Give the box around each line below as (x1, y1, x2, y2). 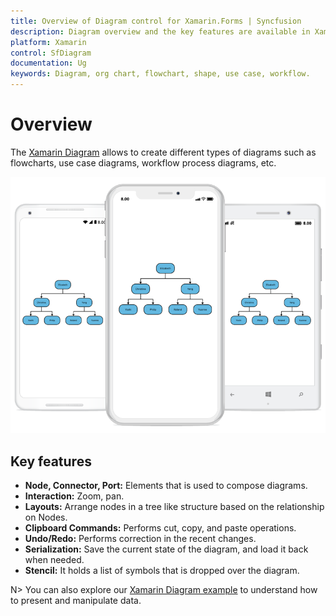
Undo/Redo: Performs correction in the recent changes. (24, 533, 257, 545)
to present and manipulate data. (10, 595, 142, 607)
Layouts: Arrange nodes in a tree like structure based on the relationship (24, 501, 325, 513)
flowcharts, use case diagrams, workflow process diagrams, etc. (10, 156, 277, 169)
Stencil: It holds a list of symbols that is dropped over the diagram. (24, 565, 300, 577)
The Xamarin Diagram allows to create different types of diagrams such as (10, 146, 317, 158)
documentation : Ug (10, 58, 87, 69)
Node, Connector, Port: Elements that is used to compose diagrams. (24, 480, 308, 492)
